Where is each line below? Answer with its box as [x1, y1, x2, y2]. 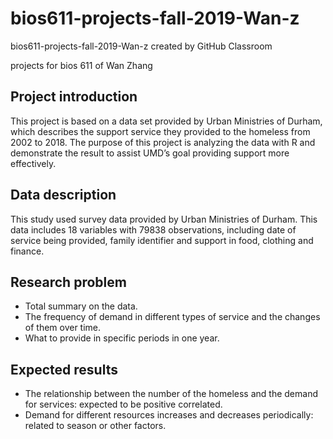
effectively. [10, 157, 57, 169]
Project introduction [10, 88, 138, 106]
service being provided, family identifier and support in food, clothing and [10, 234, 314, 246]
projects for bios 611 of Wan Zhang [10, 59, 153, 71]
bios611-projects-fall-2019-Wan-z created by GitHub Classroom [10, 40, 273, 52]
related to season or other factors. [24, 420, 167, 432]
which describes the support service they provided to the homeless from [10, 125, 311, 137]
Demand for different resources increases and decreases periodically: [24, 409, 314, 421]
